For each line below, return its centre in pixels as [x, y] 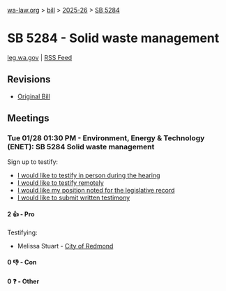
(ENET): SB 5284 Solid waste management [81, 147]
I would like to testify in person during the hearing [89, 176]
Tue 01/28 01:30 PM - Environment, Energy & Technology [106, 138]
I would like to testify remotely [61, 183]
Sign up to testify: [32, 162]
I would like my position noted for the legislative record [96, 191]
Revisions [29, 80]
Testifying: [22, 232]
